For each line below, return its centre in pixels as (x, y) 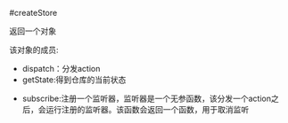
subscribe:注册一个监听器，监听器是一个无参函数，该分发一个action (147, 98)
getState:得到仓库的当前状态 (74, 80)
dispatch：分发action (61, 69)
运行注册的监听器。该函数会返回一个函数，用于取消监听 (148, 109)
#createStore (33, 13)
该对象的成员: (34, 50)
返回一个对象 (33, 31)
